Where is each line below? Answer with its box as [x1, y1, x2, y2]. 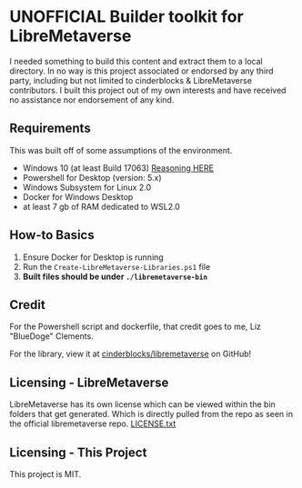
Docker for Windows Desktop [22, 191, 134, 202]
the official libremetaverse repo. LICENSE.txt [9, 418, 176, 429]
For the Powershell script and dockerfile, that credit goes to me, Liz [9, 321, 262, 333]
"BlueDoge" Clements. [9, 331, 94, 342]
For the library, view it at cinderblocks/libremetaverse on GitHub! [9, 348, 252, 360]
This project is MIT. [9, 469, 82, 479]
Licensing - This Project [9, 444, 147, 460]
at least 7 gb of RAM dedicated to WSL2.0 [22, 201, 180, 212]
